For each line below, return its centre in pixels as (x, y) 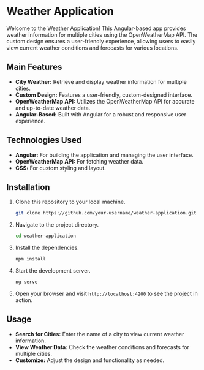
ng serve (26, 282)
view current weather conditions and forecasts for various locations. (93, 48)
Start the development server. (53, 270)
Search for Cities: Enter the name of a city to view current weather (100, 334)
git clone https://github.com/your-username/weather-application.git (106, 213)
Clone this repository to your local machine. (70, 202)
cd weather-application (46, 236)
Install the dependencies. (47, 248)
